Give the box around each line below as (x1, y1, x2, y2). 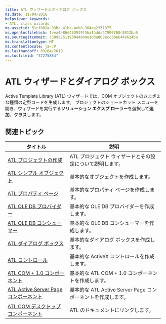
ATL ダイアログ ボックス (7, 240, 64, 247)
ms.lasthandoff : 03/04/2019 (5, 48, 63, 53)
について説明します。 (74, 161, 124, 167)
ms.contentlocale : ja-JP (5, 44, 56, 49)
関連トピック (5, 127, 44, 136)
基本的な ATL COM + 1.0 (69, 270, 127, 277)
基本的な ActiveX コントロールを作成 (69, 253, 155, 260)
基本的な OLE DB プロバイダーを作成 (69, 203, 154, 210)
